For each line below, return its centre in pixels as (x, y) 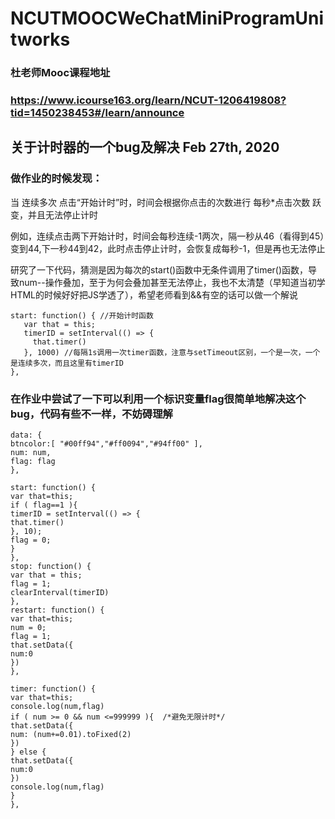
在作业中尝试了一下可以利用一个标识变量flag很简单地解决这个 (158, 399)
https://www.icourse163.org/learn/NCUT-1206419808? (148, 100)
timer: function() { (53, 689)
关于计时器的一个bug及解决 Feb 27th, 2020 (145, 147)
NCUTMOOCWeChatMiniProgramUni (167, 18)
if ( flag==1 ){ (44, 505)
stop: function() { (51, 567)
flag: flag (33, 462)
